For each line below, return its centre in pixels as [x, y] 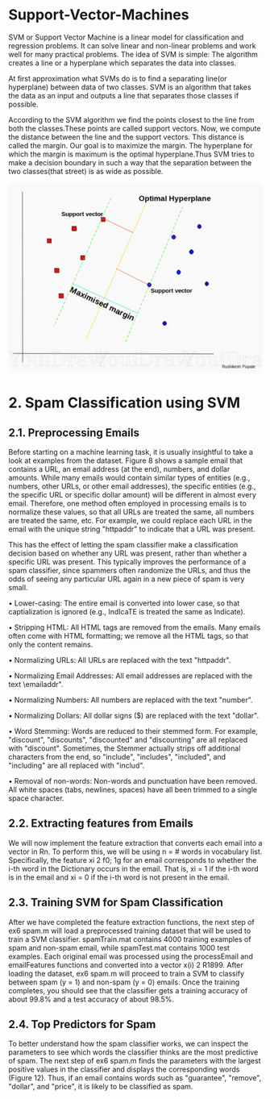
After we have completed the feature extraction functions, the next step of [132, 922]
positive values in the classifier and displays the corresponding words [124, 1069]
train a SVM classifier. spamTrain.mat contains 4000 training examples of [130, 939]
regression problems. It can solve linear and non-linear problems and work [132, 45]
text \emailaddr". [36, 684]
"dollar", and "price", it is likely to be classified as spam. [101, 1087]
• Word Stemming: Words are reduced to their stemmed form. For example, [133, 731]
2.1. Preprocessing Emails [74, 433]
